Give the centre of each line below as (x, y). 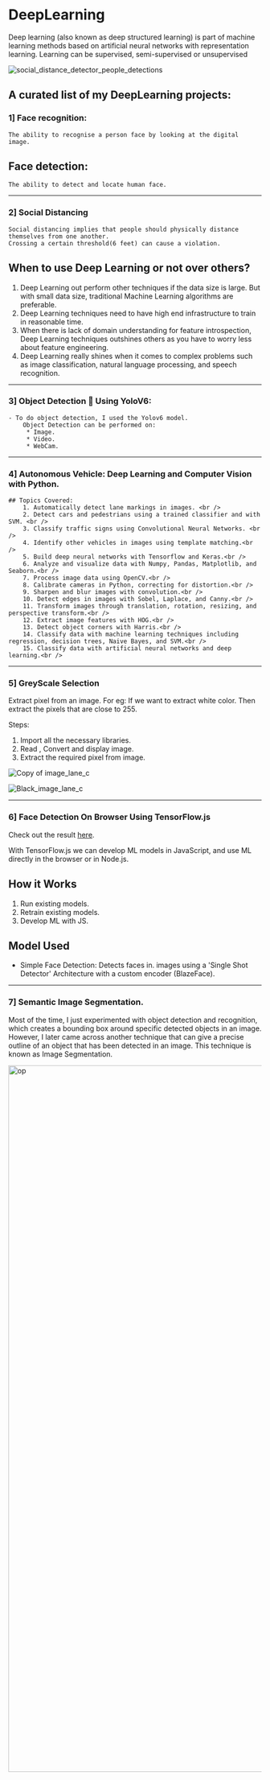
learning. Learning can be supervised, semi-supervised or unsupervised (128, 54)
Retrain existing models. (60, 912)
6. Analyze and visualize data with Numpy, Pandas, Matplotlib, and (140, 564)
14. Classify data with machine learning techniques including (131, 635)
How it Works (43, 884)
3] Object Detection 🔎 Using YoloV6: (80, 402)
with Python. (34, 484)
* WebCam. (43, 446)
